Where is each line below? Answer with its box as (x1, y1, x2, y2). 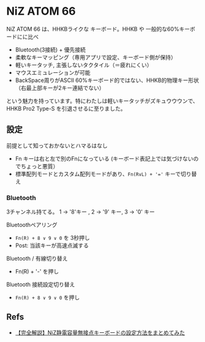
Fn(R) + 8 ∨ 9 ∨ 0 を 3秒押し (15, 234, 91, 242)
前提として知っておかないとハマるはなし (6, 142, 108, 149)
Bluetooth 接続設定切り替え (6, 281, 75, 288)
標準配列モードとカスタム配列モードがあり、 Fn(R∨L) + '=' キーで (15, 170, 181, 177)
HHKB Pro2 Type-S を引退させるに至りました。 (6, 105, 127, 112)
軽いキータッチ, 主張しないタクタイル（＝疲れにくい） (15, 61, 152, 69)
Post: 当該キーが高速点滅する (15, 242, 89, 249)
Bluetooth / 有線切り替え (6, 255, 69, 262)
